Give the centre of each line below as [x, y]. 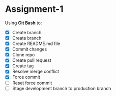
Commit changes [29, 49]
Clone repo [24, 55]
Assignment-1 [34, 9]
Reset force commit [32, 83]
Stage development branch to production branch [62, 88]
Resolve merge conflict [36, 72]
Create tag [23, 66]
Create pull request [32, 60]
